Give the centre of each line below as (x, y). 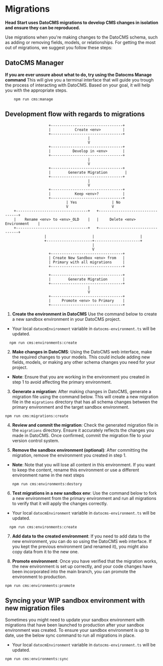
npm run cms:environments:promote (40, 585)
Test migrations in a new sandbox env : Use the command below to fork (84, 493)
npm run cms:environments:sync (37, 659)
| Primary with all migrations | (87, 262)
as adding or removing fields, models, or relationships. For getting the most (80, 42)
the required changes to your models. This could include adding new (81, 357)
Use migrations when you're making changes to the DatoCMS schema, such (81, 37)
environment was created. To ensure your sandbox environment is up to (77, 630)
